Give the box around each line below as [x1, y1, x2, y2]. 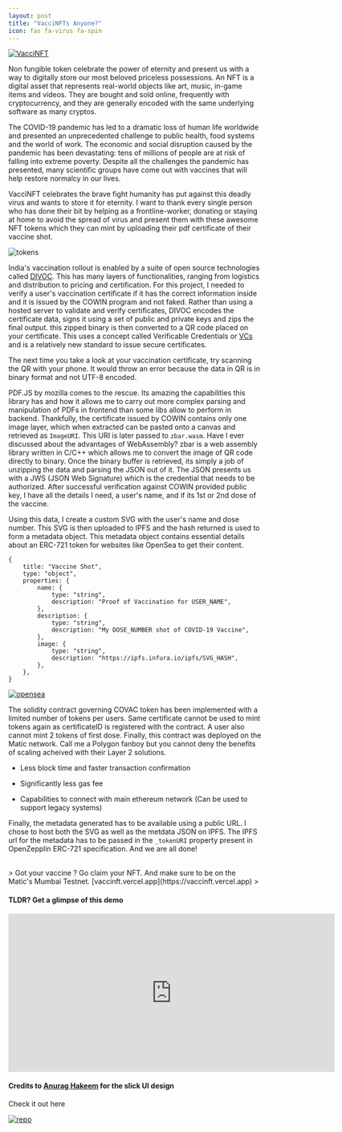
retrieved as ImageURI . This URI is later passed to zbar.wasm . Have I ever [8, 431, 245, 440]
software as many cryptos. [8, 107, 97, 116]
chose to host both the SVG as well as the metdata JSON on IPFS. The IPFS [8, 827, 259, 836]
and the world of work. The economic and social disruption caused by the [8, 140, 253, 149]
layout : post [8, 11, 52, 20]
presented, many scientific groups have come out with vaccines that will [8, 166, 247, 175]
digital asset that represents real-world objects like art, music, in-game [8, 81, 242, 91]
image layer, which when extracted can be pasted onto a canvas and [8, 423, 236, 432]
